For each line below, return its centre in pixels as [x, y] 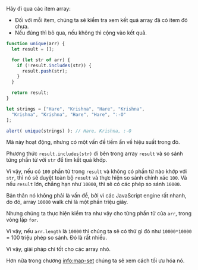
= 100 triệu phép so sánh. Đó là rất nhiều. [57, 238]
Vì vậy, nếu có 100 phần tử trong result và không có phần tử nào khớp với [97, 171]
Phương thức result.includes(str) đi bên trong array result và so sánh [95, 153]
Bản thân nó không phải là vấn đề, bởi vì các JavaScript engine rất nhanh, [96, 196]
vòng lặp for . [22, 220]
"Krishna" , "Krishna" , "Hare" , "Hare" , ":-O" [69, 114]
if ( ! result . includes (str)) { [54, 65]
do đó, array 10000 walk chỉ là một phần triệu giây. [67, 202]
